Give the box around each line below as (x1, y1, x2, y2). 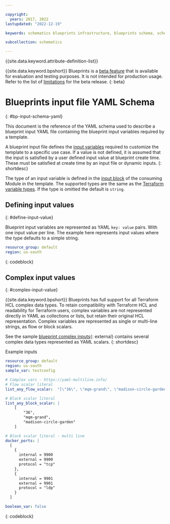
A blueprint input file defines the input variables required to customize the (5, 144, 159, 150)
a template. (5, 134, 29, 140)
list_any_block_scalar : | (5, 400, 60, 406)
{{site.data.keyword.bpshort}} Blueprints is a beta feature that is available (5, 68, 158, 74)
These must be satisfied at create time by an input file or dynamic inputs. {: (5, 160, 162, 166)
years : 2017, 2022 (10, 16, 49, 22)
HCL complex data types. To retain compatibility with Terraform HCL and (5, 302, 157, 308)
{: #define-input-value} (5, 214, 54, 220)
